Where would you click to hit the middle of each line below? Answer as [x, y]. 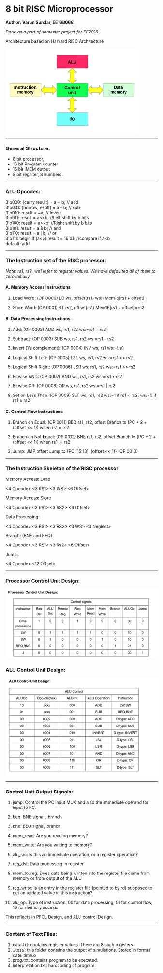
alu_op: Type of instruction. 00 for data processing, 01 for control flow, [82, 902]
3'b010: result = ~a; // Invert [33, 213]
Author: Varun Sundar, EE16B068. [40, 22]
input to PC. [24, 808]
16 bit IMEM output [31, 169]
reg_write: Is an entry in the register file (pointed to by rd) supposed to [82, 888]
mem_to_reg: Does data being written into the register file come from [81, 873]
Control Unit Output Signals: [39, 792]
